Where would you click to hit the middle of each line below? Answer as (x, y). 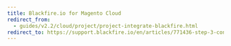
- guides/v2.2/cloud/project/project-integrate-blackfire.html (106, 26)
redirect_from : (29, 20)
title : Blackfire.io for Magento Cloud (64, 13)
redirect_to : (26, 32)
